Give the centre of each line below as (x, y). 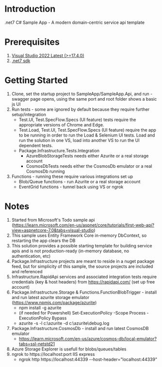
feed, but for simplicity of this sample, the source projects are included (82, 266)
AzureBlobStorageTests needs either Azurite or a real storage (87, 156)
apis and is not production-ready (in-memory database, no (70, 251)
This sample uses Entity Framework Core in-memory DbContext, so (79, 235)
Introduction (30, 9)
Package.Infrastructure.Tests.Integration (59, 150)
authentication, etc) (31, 256)
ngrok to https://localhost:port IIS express (53, 354)
